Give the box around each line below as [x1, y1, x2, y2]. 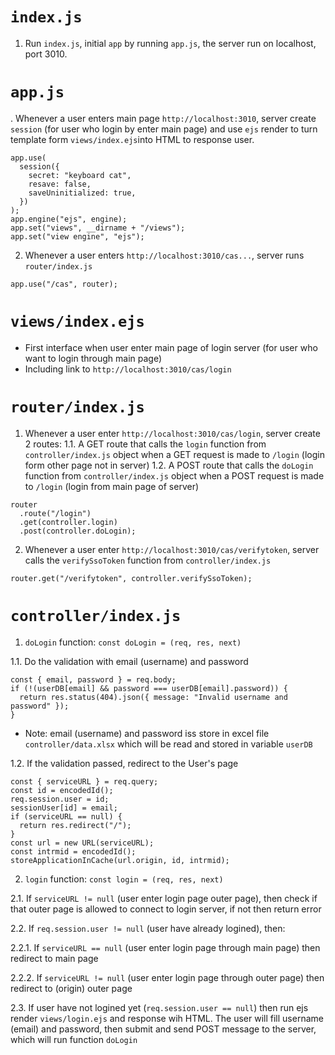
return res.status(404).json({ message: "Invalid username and [19, 692, 288, 702]
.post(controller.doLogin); [19, 526, 137, 536]
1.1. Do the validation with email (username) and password [10, 655, 249, 667]
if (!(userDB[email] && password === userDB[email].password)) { [10, 683, 288, 693]
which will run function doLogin [10, 1033, 138, 1045]
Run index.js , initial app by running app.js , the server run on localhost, [24, 37, 317, 49]
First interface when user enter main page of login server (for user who [24, 341, 318, 353]
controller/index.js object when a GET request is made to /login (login [24, 448, 325, 460]
